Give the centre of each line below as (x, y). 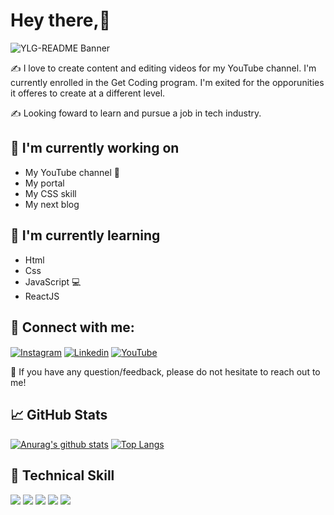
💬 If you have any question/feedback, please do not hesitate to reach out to (165, 372)
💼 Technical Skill (62, 475)
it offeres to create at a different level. (88, 93)
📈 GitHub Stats (59, 415)
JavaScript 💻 (53, 281)
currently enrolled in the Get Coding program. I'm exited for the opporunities (167, 82)
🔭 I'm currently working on (95, 148)
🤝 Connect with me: (72, 327)
